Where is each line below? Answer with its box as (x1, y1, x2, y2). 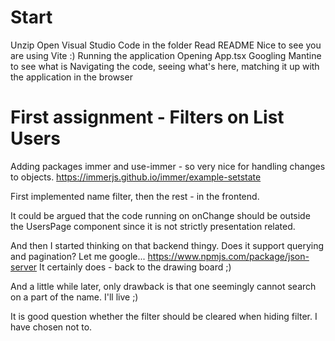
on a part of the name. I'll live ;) (10, 291, 139, 303)
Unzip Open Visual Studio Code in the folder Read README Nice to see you (10, 39, 322, 51)
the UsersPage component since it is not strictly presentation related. (10, 220, 296, 232)
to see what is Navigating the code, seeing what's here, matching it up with (10, 60, 320, 72)
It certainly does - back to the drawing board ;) (39, 261, 232, 273)
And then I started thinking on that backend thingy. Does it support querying (10, 239, 325, 251)
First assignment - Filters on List (10, 106, 285, 129)
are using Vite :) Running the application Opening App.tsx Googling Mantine (10, 49, 322, 61)
